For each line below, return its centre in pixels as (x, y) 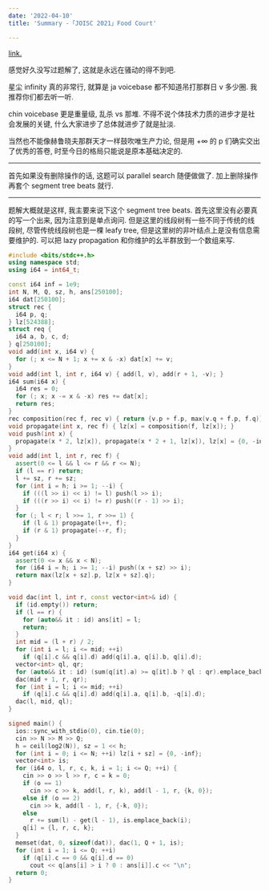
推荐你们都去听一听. (41, 96)
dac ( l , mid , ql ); (44, 702)
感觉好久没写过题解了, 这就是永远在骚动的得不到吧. (92, 70)
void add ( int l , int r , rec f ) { (64, 456)
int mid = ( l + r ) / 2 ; (55, 642)
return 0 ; (32, 873)
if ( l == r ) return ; (50, 471)
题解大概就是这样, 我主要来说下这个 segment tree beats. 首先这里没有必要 (129, 210)
